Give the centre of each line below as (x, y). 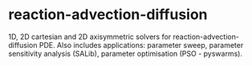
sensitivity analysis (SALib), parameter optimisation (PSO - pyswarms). (126, 53)
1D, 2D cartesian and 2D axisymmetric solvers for (90, 37)
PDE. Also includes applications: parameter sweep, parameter (141, 45)
